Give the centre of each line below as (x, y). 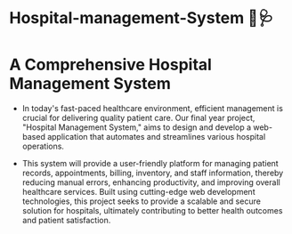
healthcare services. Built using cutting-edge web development (138, 192)
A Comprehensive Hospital (110, 65)
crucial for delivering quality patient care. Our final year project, (138, 118)
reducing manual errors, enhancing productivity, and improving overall (151, 182)
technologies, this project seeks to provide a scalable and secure (141, 201)
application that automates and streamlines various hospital (157, 137)
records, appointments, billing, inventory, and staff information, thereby (153, 173)
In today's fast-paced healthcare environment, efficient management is (152, 109)
